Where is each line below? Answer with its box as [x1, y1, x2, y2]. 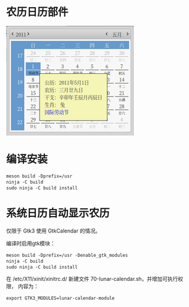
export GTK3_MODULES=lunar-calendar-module [6, 295, 115, 301]
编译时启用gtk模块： [6, 240, 56, 247]
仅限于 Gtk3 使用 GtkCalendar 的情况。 [6, 227, 101, 234]
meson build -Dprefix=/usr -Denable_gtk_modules [6, 252, 128, 258]
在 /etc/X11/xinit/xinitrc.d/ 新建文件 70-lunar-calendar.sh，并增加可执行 [6, 275, 178, 282]
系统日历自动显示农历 [6, 206, 110, 220]
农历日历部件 [6, 5, 69, 19]
